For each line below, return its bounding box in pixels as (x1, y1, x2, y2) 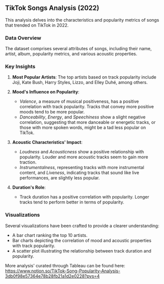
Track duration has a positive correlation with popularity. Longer (19, 194, 149, 200)
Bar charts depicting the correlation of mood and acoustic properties (12, 237, 152, 243)
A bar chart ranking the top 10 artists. (12, 232, 87, 238)
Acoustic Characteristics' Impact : (12, 140, 82, 145)
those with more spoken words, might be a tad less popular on (19, 125, 146, 131)
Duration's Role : (12, 184, 46, 191)
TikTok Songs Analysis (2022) (5, 4, 100, 12)
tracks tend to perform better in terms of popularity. (19, 199, 124, 205)
